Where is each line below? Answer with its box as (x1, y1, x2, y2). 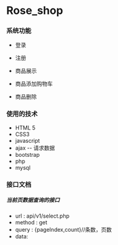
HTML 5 (15, 124, 36, 131)
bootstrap (15, 151, 40, 158)
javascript (15, 137, 40, 144)
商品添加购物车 (15, 80, 53, 88)
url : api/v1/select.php (15, 212, 70, 219)
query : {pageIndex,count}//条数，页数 (15, 226, 113, 233)
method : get (15, 218, 47, 226)
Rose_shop (6, 4, 63, 18)
